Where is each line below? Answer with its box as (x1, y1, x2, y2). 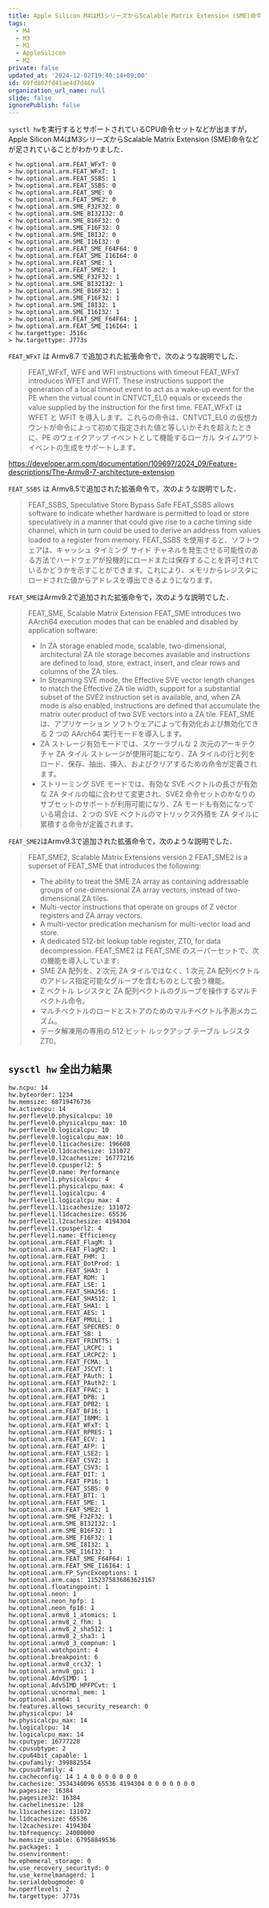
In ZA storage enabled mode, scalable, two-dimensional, (39, 641, 227, 651)
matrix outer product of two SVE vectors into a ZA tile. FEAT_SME (39, 709, 255, 719)
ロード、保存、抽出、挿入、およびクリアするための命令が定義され (39, 759, 258, 769)
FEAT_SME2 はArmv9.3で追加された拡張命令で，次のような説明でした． (8, 836, 237, 846)
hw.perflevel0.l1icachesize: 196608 (8, 1140, 130, 1148)
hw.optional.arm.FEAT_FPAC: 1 (8, 1386, 110, 1394)
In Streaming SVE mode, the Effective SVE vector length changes (39, 676, 255, 685)
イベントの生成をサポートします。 (27, 443, 140, 452)
